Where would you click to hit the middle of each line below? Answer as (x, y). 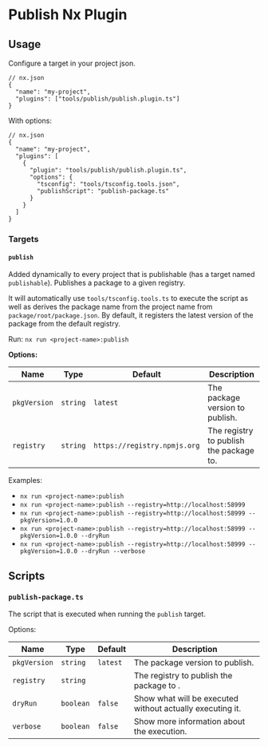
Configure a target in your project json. (72, 63)
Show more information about (189, 721)
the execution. (160, 731)
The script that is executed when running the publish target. (107, 614)
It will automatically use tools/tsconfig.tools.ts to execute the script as (128, 298)
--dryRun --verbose (113, 551)
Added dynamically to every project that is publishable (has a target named (132, 275)
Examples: (25, 480)
